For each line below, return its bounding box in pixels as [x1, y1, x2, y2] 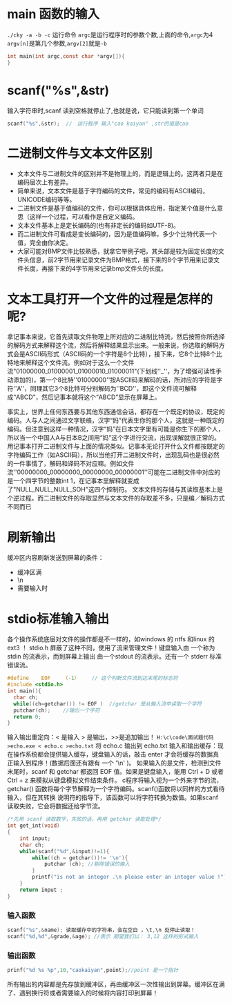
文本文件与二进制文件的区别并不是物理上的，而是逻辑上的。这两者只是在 [17, 170, 223, 178]
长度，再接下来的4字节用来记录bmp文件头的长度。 [23, 264, 168, 273]
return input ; [19, 886, 64, 893]
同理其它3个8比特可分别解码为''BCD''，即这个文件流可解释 [30, 384, 197, 393]
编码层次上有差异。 [17, 178, 72, 186]
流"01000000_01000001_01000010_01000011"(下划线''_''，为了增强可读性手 [7, 367, 222, 376]
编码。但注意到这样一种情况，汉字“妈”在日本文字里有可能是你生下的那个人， [7, 425, 224, 434]
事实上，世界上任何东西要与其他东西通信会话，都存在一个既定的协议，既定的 [7, 408, 225, 416]
